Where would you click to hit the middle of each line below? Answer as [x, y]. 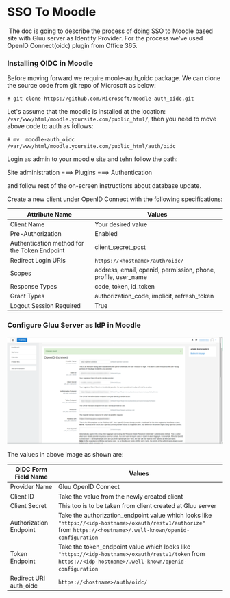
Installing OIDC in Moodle [50, 63]
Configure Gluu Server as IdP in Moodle [74, 325]
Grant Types [27, 296]
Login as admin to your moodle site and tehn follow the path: [92, 159]
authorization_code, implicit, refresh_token [154, 296]
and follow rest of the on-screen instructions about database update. [104, 186]
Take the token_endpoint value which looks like [124, 547]
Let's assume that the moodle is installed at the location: [87, 112]
